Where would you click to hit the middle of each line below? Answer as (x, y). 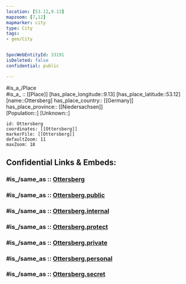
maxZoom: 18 (21, 144)
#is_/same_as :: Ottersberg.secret (56, 274)
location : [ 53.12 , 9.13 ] (35, 12)
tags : (13, 34)
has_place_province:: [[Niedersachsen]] (54, 106)
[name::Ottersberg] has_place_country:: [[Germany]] (70, 100)
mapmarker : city (26, 22)
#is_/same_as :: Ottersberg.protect (57, 227)
